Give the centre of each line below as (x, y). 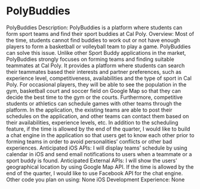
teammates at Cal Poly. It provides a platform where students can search (96, 65)
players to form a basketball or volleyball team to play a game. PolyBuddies (99, 47)
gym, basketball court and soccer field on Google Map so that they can (93, 91)
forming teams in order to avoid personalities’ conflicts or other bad (89, 141)
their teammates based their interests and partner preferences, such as (94, 72)
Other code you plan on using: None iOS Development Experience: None (96, 179)
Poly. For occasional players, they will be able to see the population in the (96, 84)
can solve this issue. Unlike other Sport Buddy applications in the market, (96, 52)
